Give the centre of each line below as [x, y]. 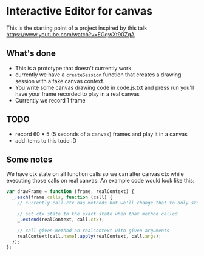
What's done [31, 54]
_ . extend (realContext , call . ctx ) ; [61, 220]
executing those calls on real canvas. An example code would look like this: [100, 181]
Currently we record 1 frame [50, 100]
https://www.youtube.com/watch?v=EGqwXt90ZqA [70, 34]
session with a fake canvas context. [60, 81]
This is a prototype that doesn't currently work [73, 68]
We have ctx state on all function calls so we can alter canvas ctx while [95, 174]
